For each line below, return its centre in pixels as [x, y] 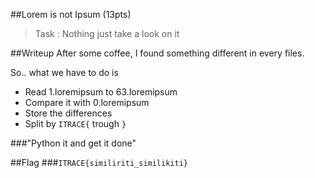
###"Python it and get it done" [73, 143]
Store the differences [68, 113]
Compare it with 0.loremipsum [87, 102]
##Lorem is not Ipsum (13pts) [71, 14]
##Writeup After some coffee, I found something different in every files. [157, 53]
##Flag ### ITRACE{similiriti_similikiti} [99, 162]
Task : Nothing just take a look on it [107, 33]
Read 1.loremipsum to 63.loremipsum [101, 92]
